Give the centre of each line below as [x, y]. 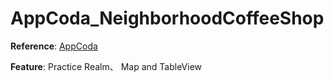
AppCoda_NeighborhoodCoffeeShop [167, 18]
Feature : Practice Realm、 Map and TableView [106, 66]
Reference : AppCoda [54, 46]
